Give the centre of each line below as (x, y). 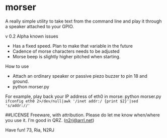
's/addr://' (18, 105)
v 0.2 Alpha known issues (32, 36)
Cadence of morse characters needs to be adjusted (66, 51)
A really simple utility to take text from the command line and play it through (83, 21)
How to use (17, 66)
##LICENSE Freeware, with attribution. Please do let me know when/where (82, 115)
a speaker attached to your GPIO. (40, 26)
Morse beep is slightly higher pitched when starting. (66, 56)
